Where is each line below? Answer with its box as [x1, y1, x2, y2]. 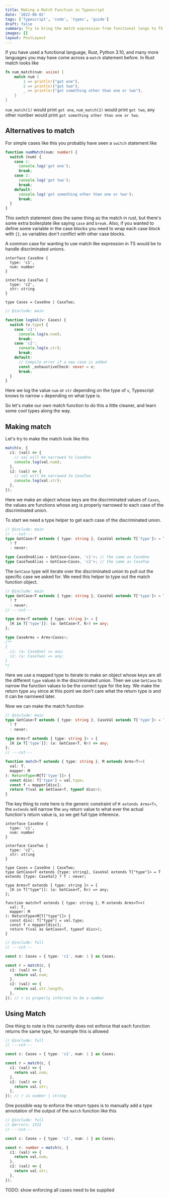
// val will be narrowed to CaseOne [14, 454, 92, 460]
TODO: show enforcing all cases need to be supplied [5, 1187, 115, 1193]
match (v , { [5, 445, 28, 450]
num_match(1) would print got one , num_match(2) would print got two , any [5, 107, 155, 113]
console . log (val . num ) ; [14, 459, 62, 465]
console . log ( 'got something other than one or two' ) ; [18, 192, 134, 197]
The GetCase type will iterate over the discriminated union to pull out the [5, 569, 153, 574]
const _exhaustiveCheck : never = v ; [18, 364, 96, 370]
